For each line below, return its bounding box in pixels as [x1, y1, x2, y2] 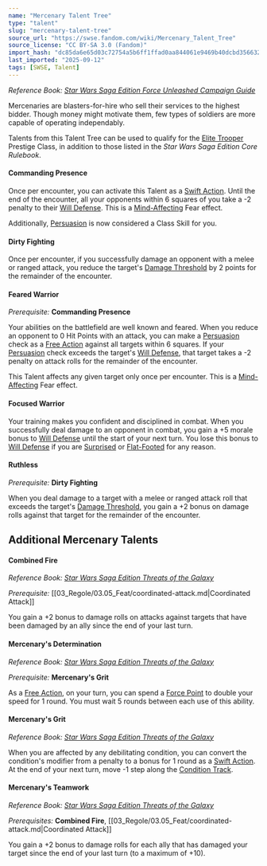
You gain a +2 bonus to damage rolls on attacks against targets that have [8, 613, 247, 622]
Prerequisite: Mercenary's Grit [8, 672, 110, 682]
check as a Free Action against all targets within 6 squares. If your [8, 339, 224, 349]
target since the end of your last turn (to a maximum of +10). [8, 848, 206, 857]
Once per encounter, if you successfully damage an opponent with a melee [8, 254, 254, 264]
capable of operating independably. [8, 117, 126, 127]
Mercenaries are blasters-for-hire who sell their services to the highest [8, 100, 240, 110]
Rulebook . [8, 150, 41, 159]
